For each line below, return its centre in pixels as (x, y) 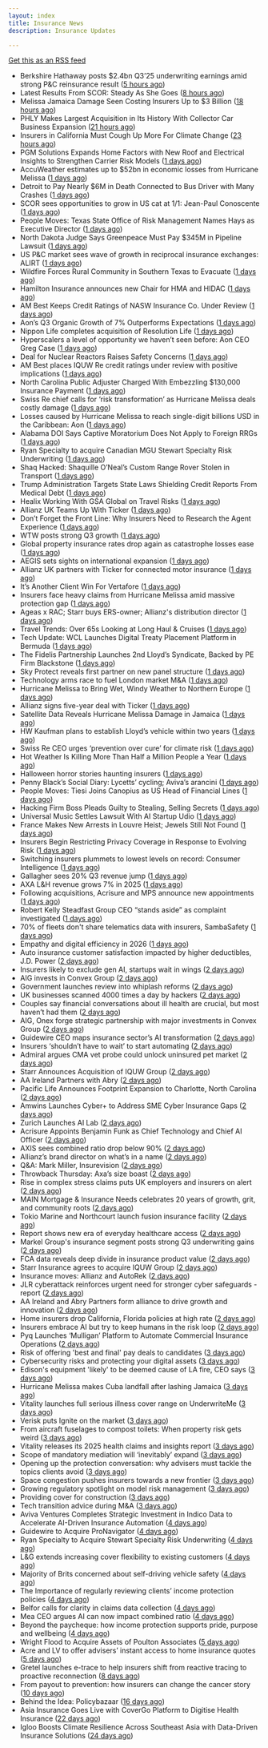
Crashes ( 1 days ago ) (55, 195)
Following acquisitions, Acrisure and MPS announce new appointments (137, 893)
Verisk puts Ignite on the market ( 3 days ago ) (94, 1421)
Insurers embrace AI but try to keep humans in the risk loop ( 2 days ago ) (140, 1327)
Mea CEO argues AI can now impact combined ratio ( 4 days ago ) (127, 1617)
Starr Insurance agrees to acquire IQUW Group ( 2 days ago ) (119, 1267)
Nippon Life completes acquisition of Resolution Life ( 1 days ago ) (127, 331)
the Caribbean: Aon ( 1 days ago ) (73, 425)
